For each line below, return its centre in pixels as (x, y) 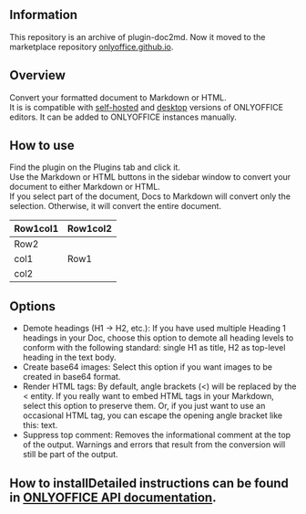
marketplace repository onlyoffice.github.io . (92, 47)
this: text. (40, 425)
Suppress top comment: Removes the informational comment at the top (157, 435)
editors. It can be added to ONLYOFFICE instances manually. (123, 117)
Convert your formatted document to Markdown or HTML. (118, 97)
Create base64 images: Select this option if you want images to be (148, 367)
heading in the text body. (69, 357)
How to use (42, 146)
